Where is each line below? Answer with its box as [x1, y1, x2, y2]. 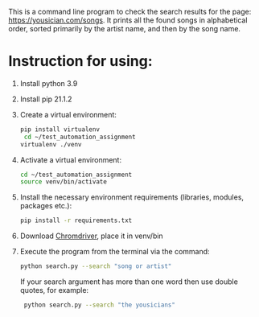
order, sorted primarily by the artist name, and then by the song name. [8, 24, 241, 33]
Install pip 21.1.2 [19, 94, 72, 104]
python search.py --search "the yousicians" [23, 301, 175, 309]
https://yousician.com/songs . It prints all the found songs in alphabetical [8, 15, 248, 25]
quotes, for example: [19, 286, 89, 295]
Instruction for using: [8, 52, 153, 71]
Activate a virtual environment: [19, 154, 122, 164]
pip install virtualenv [19, 125, 101, 134]
